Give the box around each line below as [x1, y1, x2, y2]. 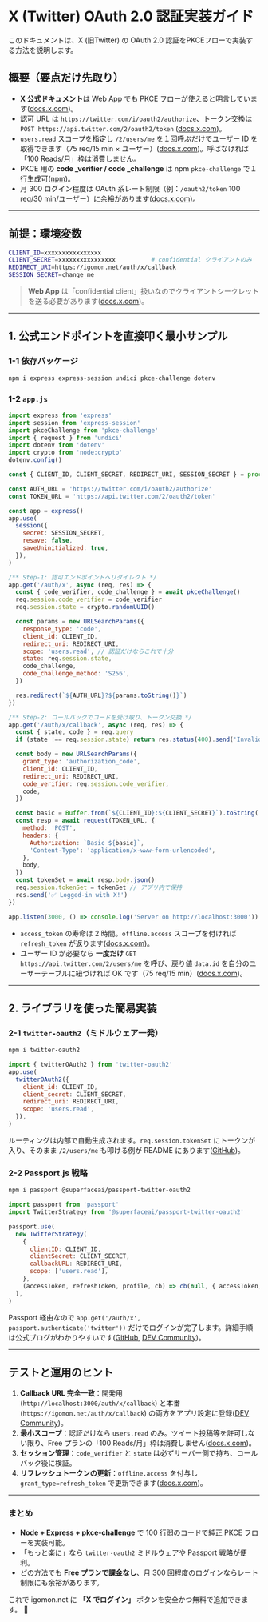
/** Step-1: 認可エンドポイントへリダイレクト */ [8, 573, 157, 581]
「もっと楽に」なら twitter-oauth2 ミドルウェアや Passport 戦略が [19, 1548, 241, 1557]
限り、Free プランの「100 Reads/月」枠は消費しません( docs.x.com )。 [26, 1438, 257, 1448]
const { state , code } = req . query [15, 728, 134, 736]
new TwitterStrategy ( [15, 1230, 88, 1238]
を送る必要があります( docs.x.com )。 [27, 297, 149, 306]
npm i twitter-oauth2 [8, 1046, 81, 1055]
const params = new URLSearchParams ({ [15, 618, 145, 626]
